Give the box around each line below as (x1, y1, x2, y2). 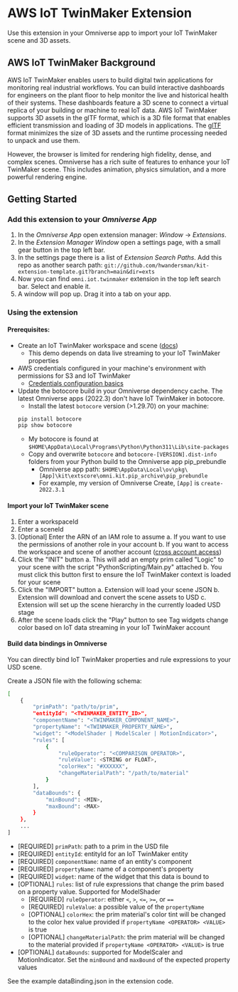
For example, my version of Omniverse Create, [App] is (38, 479, 200, 487)
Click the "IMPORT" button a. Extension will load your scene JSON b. (17, 585, 220, 593)
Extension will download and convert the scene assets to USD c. (17, 593, 207, 601)
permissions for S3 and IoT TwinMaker (17, 371, 131, 380)
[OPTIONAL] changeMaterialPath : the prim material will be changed (28, 932, 225, 941)
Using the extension (7, 307, 78, 317)
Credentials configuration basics (28, 379, 124, 387)
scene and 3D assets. (7, 36, 71, 44)
